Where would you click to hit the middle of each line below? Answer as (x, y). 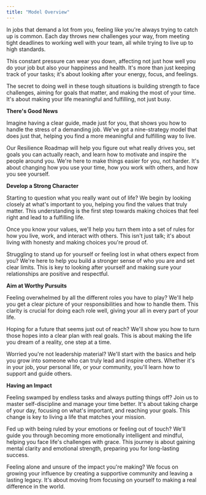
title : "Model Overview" (38, 12)
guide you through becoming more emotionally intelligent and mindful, (95, 435)
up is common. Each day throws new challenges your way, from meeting (98, 36)
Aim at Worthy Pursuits (37, 286)
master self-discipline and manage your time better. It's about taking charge (102, 403)
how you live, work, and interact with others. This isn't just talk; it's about (98, 236)
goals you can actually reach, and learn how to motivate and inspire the (97, 154)
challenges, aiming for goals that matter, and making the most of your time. (101, 92)
